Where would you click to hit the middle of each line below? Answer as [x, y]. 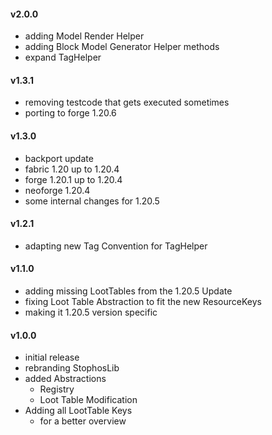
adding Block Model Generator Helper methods [122, 47]
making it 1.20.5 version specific [91, 312]
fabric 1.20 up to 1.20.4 [72, 169]
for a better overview [83, 421]
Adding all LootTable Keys [78, 411]
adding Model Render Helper [84, 36]
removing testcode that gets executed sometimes [127, 102]
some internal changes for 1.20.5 [92, 201]
